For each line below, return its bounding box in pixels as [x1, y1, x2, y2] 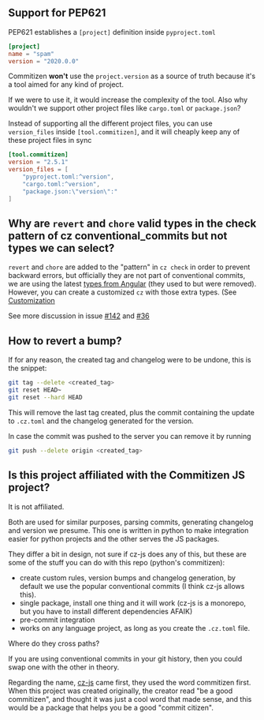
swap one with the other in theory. [8, 662, 120, 672]
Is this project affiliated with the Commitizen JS [8, 469, 246, 482]
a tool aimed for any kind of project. [8, 80, 125, 89]
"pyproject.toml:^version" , [22, 173, 114, 181]
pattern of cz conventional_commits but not [8, 229, 228, 242]
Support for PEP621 [8, 6, 106, 20]
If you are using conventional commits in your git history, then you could [8, 654, 243, 663]
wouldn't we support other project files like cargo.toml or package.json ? [8, 103, 241, 113]
